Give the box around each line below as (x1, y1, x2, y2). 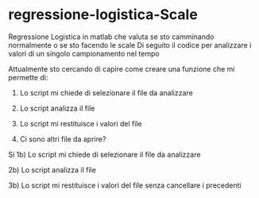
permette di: (8, 72, 48, 82)
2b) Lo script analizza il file (8, 165, 97, 174)
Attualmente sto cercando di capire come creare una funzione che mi (8, 64, 235, 73)
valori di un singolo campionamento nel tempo (8, 49, 160, 58)
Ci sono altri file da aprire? (19, 134, 106, 144)
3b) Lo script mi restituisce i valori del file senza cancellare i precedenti (8, 181, 242, 190)
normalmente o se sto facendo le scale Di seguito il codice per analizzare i (8, 40, 252, 49)
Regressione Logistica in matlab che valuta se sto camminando (8, 32, 215, 41)
